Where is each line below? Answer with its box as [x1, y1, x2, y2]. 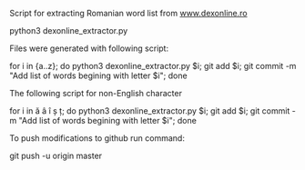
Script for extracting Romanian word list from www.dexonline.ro [9, 8, 248, 18]
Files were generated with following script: [9, 43, 169, 54]
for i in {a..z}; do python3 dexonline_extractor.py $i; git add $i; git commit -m [9, 61, 297, 71]
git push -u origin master [9, 150, 103, 161]
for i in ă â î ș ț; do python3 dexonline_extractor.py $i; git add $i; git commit [9, 105, 290, 116]
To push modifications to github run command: [9, 133, 185, 144]
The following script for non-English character [9, 88, 182, 98]
